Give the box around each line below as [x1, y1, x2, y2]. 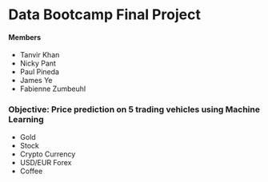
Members [8, 32, 42, 42]
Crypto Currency [19, 149, 76, 159]
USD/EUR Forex [19, 157, 72, 167]
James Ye [19, 76, 53, 85]
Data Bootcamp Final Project [8, 6, 202, 24]
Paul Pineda [19, 67, 60, 77]
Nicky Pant [19, 58, 56, 69]
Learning [8, 114, 44, 125]
